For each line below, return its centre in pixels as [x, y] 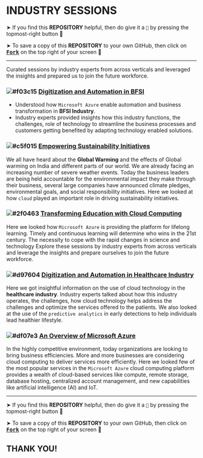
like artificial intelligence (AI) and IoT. [52, 388]
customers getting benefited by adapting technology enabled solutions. [104, 130]
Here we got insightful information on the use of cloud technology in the [96, 288]
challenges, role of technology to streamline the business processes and [105, 124]
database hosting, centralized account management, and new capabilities [98, 381]
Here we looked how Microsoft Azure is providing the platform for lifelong [98, 227]
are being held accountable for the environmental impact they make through [101, 179]
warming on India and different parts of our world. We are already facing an [100, 166]
